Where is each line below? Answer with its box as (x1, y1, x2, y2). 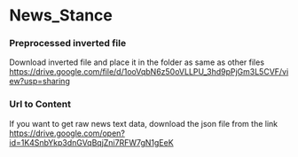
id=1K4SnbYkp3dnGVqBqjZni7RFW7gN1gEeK (9, 137, 175, 147)
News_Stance (9, 5, 114, 26)
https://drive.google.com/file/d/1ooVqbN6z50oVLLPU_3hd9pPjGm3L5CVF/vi (9, 67, 289, 77)
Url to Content (9, 98, 72, 111)
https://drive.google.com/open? (9, 128, 126, 138)
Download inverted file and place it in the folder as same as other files (9, 57, 264, 67)
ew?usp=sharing (9, 76, 71, 87)
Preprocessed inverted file (9, 37, 127, 50)
